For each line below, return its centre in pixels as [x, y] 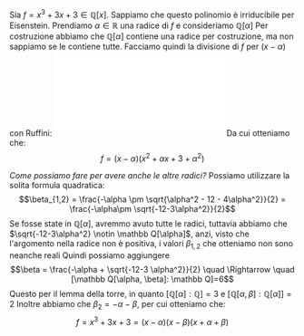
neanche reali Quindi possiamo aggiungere [90, 255]
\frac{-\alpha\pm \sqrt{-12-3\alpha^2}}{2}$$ [152, 209]
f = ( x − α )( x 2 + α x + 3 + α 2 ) [152, 158]
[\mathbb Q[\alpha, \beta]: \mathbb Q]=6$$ [152, 279]
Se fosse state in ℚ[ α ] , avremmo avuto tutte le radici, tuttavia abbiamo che [148, 224]
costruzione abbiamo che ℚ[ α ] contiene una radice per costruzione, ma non [152, 36]
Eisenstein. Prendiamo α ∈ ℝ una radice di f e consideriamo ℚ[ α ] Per [139, 25]
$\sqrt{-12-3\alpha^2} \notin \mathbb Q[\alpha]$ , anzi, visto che [129, 234]
